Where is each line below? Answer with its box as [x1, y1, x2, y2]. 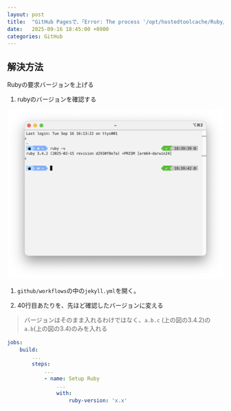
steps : [32, 361, 51, 368]
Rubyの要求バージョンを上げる [7, 81, 94, 89]
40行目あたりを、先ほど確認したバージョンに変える [16, 301, 164, 309]
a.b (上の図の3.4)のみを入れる [23, 324, 108, 333]
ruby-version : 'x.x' [68, 397, 128, 404]
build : [19, 346, 38, 353]
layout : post [7, 11, 45, 18]
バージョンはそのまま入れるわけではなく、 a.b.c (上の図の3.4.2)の [23, 315, 211, 324]
